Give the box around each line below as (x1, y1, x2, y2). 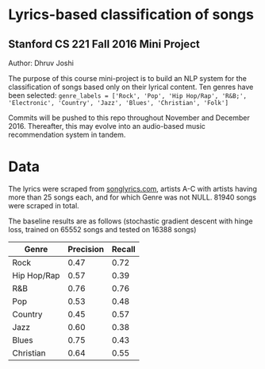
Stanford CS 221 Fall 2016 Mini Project (8, 37, 200, 51)
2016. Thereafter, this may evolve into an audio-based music (8, 122, 206, 130)
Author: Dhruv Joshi (8, 58, 74, 68)
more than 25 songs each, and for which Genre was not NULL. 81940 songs (8, 192, 256, 202)
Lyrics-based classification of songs (8, 6, 254, 24)
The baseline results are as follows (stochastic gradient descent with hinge (8, 216, 253, 226)
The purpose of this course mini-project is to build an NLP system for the (8, 74, 248, 83)
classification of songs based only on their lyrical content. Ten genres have (8, 82, 254, 91)
